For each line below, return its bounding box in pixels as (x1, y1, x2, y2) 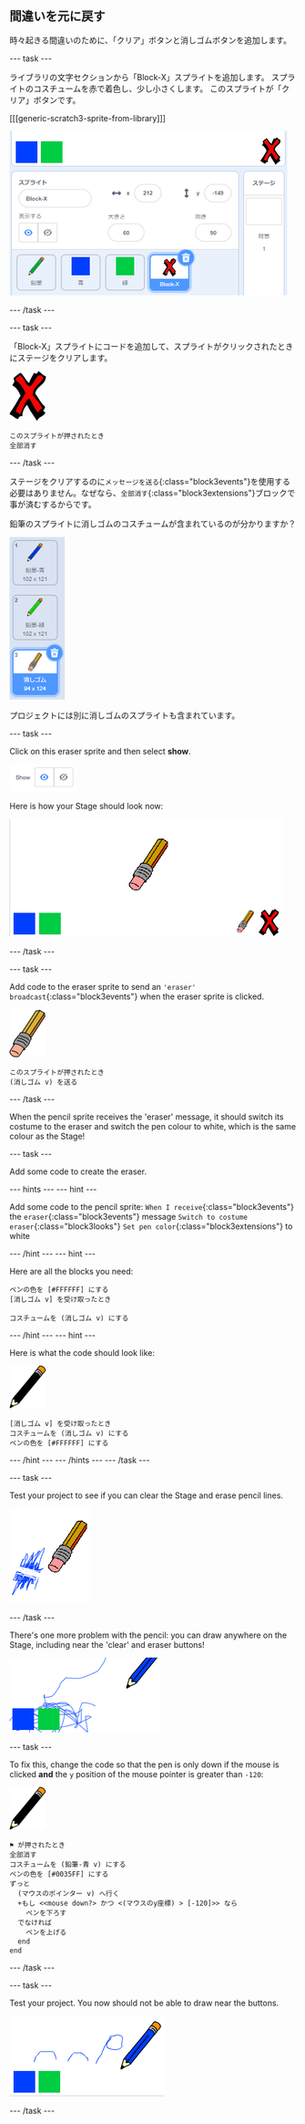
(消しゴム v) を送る (9, 1078, 78, 1087)
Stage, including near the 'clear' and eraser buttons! (9, 1639, 205, 1650)
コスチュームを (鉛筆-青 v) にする (9, 1859, 127, 1869)
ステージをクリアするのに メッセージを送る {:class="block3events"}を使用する (9, 475, 291, 486)
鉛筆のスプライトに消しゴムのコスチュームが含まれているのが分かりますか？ (9, 518, 297, 529)
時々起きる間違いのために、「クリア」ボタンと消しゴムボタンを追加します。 (9, 35, 291, 46)
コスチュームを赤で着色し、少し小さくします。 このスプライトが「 (33, 83, 282, 94)
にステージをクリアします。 (9, 352, 113, 363)
